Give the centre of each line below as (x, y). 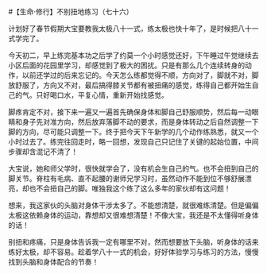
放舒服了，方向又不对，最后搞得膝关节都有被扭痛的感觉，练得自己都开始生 (130, 85)
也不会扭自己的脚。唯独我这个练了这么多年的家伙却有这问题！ (130, 188)
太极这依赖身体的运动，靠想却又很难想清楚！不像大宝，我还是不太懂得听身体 (133, 215)
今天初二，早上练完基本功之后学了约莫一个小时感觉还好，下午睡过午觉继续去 (133, 55)
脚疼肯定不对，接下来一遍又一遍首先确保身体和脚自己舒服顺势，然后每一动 (130, 112)
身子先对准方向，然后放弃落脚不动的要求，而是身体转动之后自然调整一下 (140, 122)
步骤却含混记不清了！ (43, 152)
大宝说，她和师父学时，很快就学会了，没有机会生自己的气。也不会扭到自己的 (133, 168)
